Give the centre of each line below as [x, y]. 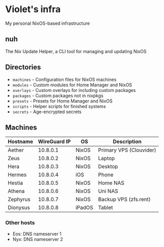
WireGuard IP [54, 141]
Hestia [15, 183]
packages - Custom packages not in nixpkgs [58, 95]
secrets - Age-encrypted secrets [47, 112]
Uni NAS [108, 191]
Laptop [106, 159]
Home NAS [111, 183]
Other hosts [20, 223]
